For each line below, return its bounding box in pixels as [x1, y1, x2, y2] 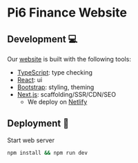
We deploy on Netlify [27, 98, 88, 106]
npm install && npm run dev [7, 149, 88, 156]
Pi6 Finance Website [7, 5, 128, 21]
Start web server [7, 136, 55, 144]
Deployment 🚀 [7, 117, 69, 129]
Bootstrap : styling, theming [17, 83, 95, 91]
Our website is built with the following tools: [7, 55, 131, 63]
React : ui [17, 76, 43, 84]
